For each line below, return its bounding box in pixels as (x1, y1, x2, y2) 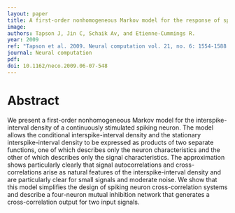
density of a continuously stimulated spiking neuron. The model (30, 123, 214, 132)
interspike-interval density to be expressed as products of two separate (7, 138, 214, 146)
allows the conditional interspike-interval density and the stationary (7, 130, 201, 139)
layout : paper (7, 10, 49, 18)
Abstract (7, 92, 59, 109)
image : (7, 23, 27, 30)
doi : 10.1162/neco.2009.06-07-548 (7, 62, 108, 69)
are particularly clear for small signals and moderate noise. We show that (7, 175, 218, 184)
